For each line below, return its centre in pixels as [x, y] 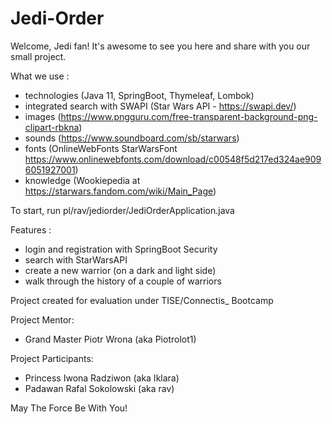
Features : [31, 229]
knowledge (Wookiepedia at [82, 180]
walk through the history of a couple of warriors [123, 281]
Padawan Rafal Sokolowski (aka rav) [99, 388]
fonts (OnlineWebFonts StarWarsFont [101, 148]
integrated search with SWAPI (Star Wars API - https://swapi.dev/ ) [160, 106]
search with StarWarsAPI [76, 259]
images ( [43, 116]
